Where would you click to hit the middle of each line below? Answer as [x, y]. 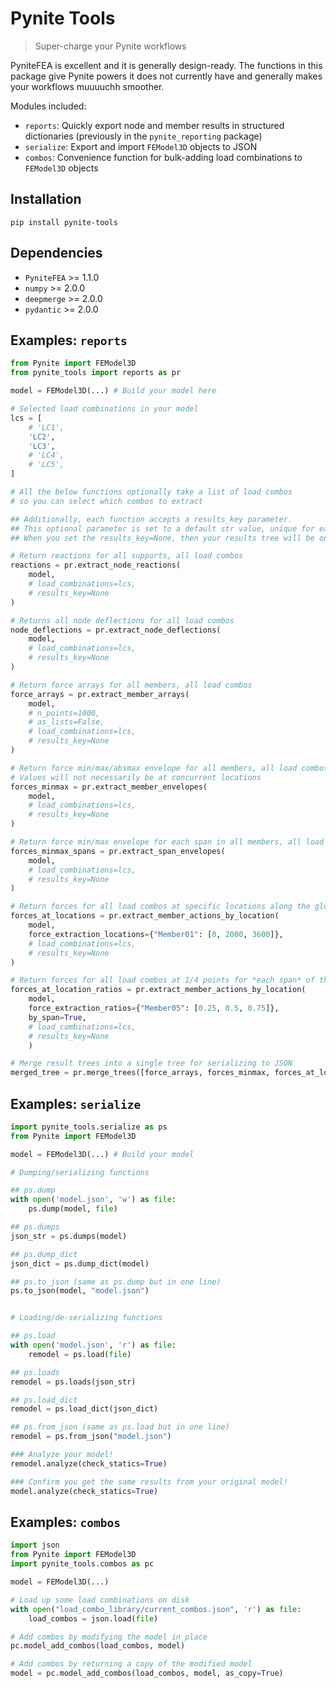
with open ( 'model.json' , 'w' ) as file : [93, 1200]
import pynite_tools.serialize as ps [89, 1127]
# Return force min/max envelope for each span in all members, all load [167, 842]
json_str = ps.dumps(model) [69, 1236]
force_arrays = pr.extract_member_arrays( [100, 694]
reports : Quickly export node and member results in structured [154, 125]
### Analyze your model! [62, 1455]
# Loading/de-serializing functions [86, 1318]
